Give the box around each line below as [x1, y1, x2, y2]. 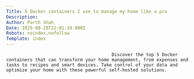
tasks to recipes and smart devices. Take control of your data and [6, 62, 178, 68]
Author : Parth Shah [6, 19, 54, 25]
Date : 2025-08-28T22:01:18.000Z [6, 25, 86, 31]
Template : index [6, 36, 46, 42]
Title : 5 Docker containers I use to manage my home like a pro [6, 8, 167, 15]
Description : [6, 14, 38, 20]
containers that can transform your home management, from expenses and [6, 57, 189, 63]
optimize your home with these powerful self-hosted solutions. [6, 67, 167, 73]
